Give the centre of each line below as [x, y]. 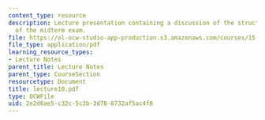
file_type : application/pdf [54, 45]
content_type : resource [47, 15]
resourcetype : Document [47, 81]
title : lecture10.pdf [44, 89]
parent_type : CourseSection [54, 74]
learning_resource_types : [50, 52]
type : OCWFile [32, 96]
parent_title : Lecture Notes [56, 67]
